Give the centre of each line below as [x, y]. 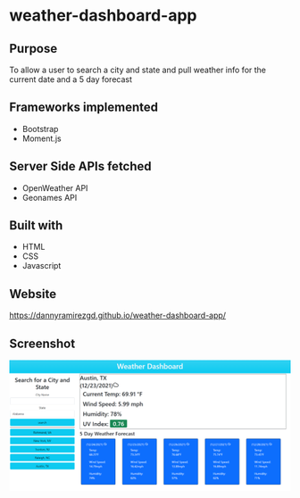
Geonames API [50, 197]
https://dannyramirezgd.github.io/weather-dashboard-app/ [117, 315]
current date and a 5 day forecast [71, 79]
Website [33, 294]
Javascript [42, 266]
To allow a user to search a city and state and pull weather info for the [137, 70]
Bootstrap [40, 129]
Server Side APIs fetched [80, 166]
